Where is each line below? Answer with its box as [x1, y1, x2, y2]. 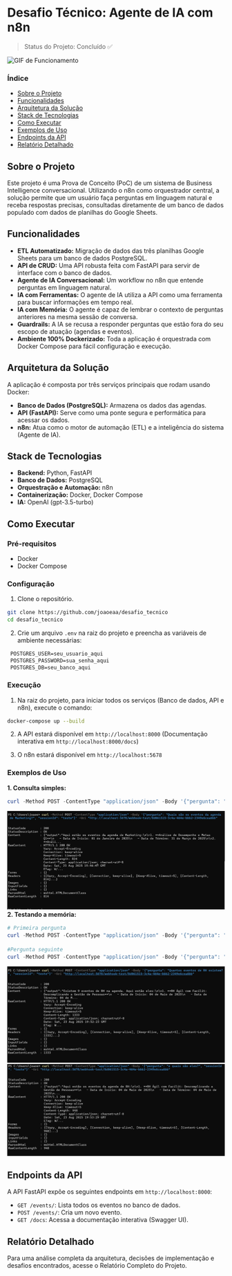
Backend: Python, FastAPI [17, 468, 93, 477]
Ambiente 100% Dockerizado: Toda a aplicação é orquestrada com [17, 334, 211, 343]
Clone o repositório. [17, 595, 74, 603]
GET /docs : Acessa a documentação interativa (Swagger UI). [17, 1216, 188, 1224]
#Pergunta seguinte [7, 946, 64, 953]
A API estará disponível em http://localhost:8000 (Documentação [17, 730, 209, 739]
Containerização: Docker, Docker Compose [17, 491, 144, 499]
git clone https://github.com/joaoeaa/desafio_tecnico [7, 609, 168, 616]
